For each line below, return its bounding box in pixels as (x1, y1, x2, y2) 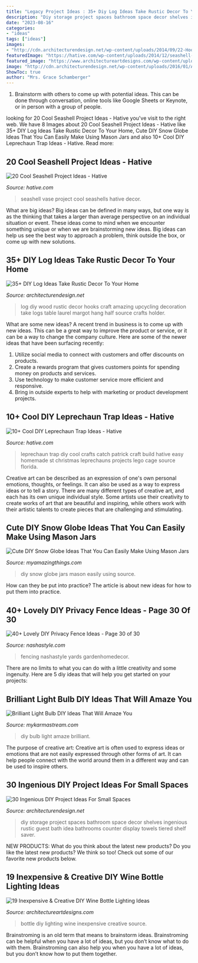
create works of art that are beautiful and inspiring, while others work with (6, 499, 186, 506)
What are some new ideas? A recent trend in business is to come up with (6, 320, 183, 327)
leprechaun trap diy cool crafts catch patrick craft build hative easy (20, 450, 184, 457)
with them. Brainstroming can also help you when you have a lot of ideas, (6, 944, 184, 951)
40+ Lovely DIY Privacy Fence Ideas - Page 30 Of (6, 605, 190, 615)
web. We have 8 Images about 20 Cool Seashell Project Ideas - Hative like (6, 121, 186, 128)
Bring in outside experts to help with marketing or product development (14, 388, 189, 395)
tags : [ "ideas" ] (6, 36, 46, 42)
